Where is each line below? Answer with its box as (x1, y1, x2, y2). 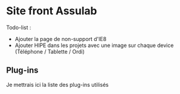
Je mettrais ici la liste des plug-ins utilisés (6, 81, 109, 88)
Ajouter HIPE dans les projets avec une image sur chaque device (14, 42, 174, 49)
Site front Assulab (6, 4, 97, 18)
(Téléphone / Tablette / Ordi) (14, 48, 85, 55)
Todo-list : (6, 24, 32, 31)
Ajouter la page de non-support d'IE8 (14, 35, 107, 42)
